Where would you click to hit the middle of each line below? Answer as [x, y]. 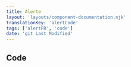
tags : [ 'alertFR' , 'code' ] [40, 28]
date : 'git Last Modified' [40, 34]
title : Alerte [24, 12]
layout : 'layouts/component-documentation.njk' [66, 17]
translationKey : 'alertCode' [42, 23]
